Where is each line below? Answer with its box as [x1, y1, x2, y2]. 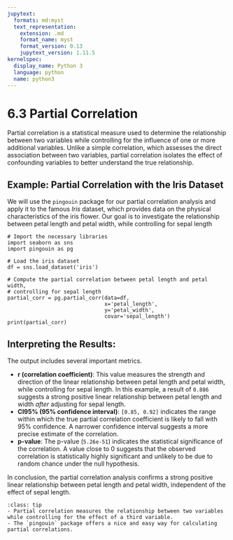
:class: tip [7, 501, 42, 508]
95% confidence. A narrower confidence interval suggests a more [17, 422, 209, 431]
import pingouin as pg [7, 246, 73, 253]
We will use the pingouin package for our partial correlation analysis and [7, 198, 216, 206]
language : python [13, 69, 64, 76]
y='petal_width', [104, 307, 155, 314]
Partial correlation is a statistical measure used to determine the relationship [7, 129, 227, 137]
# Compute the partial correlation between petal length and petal [7, 276, 209, 284]
